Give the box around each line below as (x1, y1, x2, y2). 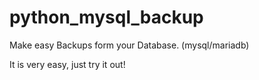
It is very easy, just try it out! (9, 58, 126, 70)
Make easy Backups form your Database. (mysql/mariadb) (9, 39, 250, 51)
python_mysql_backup (9, 6, 204, 29)
